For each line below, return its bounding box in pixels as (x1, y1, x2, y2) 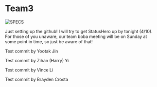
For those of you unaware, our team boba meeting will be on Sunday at (5, 34, 147, 39)
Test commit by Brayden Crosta (5, 76, 69, 82)
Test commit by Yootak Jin (5, 48, 58, 54)
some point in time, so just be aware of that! (5, 38, 93, 44)
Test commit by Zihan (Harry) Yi (5, 57, 69, 63)
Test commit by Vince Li (5, 67, 53, 73)
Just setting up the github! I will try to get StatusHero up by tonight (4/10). (5, 28, 153, 34)
